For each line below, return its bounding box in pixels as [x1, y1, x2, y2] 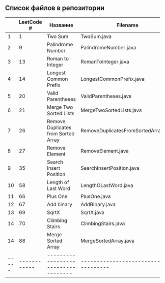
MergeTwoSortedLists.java [80, 107, 142, 114]
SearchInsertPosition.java [80, 164, 140, 171]
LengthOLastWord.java [80, 182, 134, 189]
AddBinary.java [80, 201, 116, 208]
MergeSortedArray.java [80, 237, 135, 244]
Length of [46, 179, 70, 186]
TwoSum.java [80, 33, 112, 40]
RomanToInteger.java [80, 58, 129, 65]
